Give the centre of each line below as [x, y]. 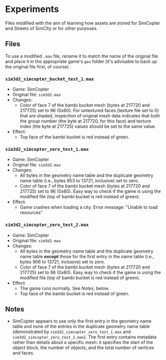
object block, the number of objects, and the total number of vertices [83, 348]
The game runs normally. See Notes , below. [65, 288]
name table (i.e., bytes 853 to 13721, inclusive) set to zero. [80, 181]
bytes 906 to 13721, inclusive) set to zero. [63, 262]
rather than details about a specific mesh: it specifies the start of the [83, 343]
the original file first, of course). [38, 66]
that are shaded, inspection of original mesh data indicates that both [90, 116]
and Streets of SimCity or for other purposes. [52, 28]
